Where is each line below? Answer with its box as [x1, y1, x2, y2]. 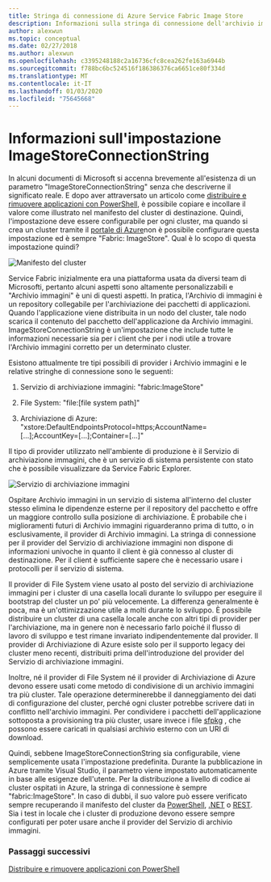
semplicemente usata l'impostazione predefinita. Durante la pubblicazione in [8, 757, 263, 767]
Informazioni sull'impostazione [8, 129, 222, 148]
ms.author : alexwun [8, 49, 74, 57]
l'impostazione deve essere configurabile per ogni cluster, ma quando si [8, 216, 248, 227]
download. [8, 733, 44, 743]
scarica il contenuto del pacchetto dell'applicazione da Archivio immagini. [8, 316, 254, 326]
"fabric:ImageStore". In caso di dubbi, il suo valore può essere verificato [8, 791, 248, 801]
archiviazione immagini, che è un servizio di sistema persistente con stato [8, 455, 254, 465]
